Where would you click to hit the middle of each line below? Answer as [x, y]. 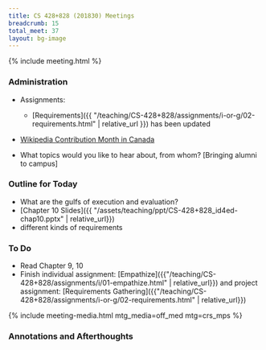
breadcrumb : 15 [34, 23]
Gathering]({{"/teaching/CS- [160, 291]
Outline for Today [43, 184]
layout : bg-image [37, 38]
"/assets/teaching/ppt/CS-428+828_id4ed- [166, 210]
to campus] [39, 163]
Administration [38, 82]
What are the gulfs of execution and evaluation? [99, 201]
